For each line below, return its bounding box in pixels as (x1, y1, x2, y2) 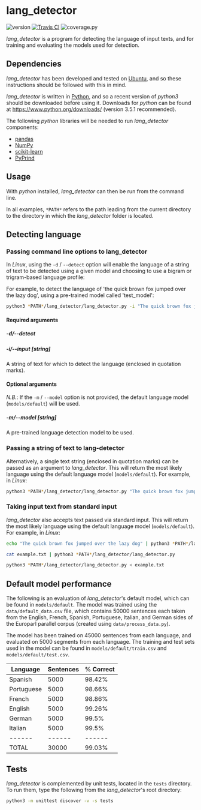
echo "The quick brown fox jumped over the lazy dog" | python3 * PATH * (6, 541, 188, 547)
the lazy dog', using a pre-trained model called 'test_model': (6, 292, 154, 299)
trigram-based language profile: (6, 274, 85, 281)
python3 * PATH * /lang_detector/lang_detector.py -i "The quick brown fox (6, 304, 191, 310)
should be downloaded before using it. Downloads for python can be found (6, 99, 191, 106)
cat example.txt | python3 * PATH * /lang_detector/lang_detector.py (6, 551, 175, 557)
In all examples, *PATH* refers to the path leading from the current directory (6, 205, 191, 213)
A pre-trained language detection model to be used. (6, 429, 135, 436)
